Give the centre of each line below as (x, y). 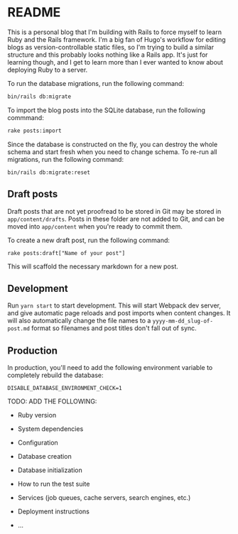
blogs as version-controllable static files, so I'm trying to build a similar (111, 47)
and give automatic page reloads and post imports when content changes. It (119, 313)
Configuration (38, 443)
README (34, 12)
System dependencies (50, 429)
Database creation (45, 457)
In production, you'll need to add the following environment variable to (110, 368)
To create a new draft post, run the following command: (89, 240)
